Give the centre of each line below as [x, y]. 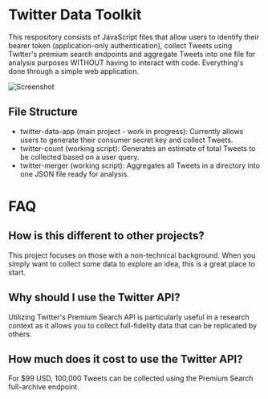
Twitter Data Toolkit [75, 15]
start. [17, 272]
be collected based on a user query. [79, 157]
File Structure [43, 112]
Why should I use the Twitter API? [94, 297]
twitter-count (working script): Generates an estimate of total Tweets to [138, 148]
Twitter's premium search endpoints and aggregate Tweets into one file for [132, 54]
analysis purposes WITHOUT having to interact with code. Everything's [126, 63]
